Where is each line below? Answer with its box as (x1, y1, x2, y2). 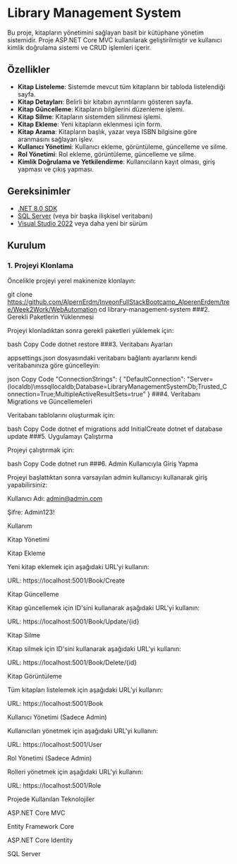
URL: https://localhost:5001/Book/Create (7, 576, 126, 585)
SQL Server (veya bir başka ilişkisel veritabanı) (17, 212, 153, 220)
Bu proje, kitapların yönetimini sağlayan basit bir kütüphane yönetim (7, 28, 205, 37)
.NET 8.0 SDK (17, 204, 58, 212)
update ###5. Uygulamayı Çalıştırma (7, 432, 114, 441)
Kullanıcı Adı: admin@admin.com (7, 494, 103, 503)
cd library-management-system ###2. (98, 305, 210, 314)
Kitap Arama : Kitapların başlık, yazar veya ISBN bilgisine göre (17, 127, 197, 135)
